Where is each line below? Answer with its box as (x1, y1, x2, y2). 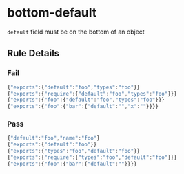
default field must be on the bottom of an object (7, 28, 145, 36)
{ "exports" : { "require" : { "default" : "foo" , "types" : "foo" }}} (7, 90, 177, 97)
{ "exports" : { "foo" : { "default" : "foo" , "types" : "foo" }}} (7, 96, 165, 104)
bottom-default (7, 5, 97, 21)
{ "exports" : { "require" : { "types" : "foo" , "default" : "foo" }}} (7, 154, 177, 161)
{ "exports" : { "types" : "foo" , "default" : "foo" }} (7, 148, 140, 155)
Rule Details (7, 47, 60, 59)
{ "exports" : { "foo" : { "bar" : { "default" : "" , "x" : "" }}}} (7, 103, 159, 110)
